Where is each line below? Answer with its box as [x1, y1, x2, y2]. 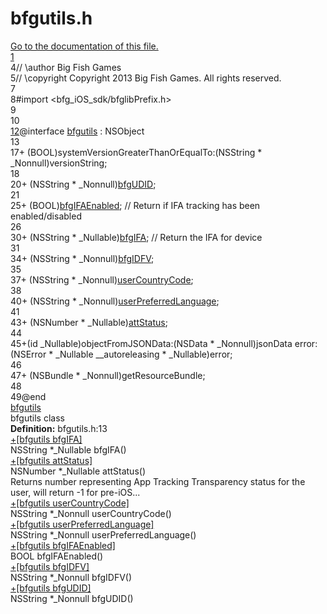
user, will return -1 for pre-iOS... [10, 486, 141, 498]
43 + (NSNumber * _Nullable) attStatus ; [10, 316, 168, 328]
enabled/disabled [10, 210, 82, 222]
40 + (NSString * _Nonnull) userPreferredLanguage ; [10, 295, 220, 307]
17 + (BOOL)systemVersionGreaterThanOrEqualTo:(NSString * [10, 146, 263, 158]
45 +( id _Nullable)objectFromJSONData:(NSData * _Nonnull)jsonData [10, 337, 293, 349]
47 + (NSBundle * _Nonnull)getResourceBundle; [10, 369, 206, 381]
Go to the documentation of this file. [10, 40, 159, 52]
